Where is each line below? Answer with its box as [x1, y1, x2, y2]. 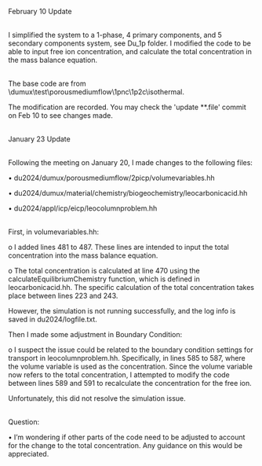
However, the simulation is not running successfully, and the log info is [8, 306, 236, 315]
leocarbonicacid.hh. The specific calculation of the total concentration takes [8, 283, 255, 292]
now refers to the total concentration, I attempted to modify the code [8, 370, 230, 380]
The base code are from [8, 79, 86, 88]
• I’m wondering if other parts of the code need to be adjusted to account [8, 432, 246, 442]
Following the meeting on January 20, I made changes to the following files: [8, 158, 253, 167]
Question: [8, 417, 40, 427]
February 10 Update [8, 7, 72, 16]
